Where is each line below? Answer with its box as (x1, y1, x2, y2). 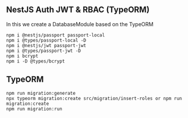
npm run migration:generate (6, 90, 76, 96)
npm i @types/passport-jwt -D (6, 48, 82, 54)
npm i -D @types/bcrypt (6, 58, 65, 64)
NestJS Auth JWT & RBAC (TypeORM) (6, 5, 150, 15)
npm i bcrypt (6, 53, 39, 59)
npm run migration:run (6, 105, 62, 112)
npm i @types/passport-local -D (6, 37, 86, 44)
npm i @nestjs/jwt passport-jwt (6, 42, 86, 48)
